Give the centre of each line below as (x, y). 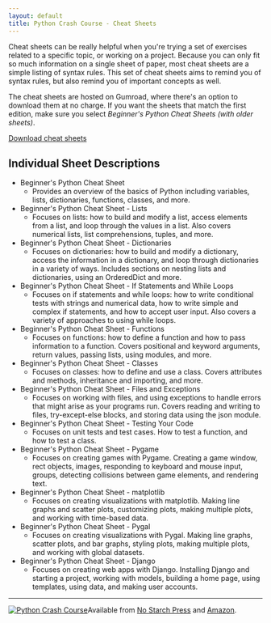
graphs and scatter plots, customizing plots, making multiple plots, (142, 510)
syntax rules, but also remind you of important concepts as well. (115, 81)
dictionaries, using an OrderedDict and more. (107, 278)
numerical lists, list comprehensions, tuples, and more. (123, 235)
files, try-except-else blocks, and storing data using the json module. (146, 415)
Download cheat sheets (48, 138)
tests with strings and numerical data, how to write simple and (135, 303)
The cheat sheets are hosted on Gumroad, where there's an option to (123, 96)
